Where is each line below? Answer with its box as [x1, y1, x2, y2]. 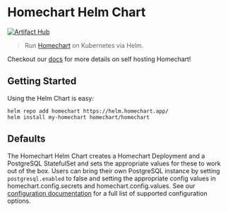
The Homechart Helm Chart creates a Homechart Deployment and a [7, 151, 205, 160]
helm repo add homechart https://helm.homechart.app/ [7, 107, 169, 115]
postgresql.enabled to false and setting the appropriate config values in [7, 174, 217, 182]
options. [7, 197, 32, 205]
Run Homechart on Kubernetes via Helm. [24, 41, 144, 49]
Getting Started [7, 75, 77, 87]
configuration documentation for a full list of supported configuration [7, 189, 208, 197]
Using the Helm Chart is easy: [7, 94, 94, 102]
